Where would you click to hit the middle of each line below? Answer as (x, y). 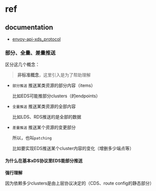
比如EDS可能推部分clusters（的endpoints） (56, 96)
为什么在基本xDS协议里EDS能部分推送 (44, 160)
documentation (29, 27)
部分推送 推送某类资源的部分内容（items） (54, 85)
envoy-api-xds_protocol (36, 39)
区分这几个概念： (22, 65)
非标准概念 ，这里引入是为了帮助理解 (54, 75)
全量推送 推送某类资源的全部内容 (44, 107)
